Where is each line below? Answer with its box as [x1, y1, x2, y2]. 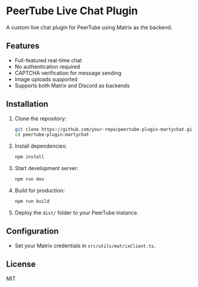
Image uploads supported [14, 75, 78, 82]
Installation [6, 99, 48, 109]
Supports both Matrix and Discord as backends [14, 82, 130, 89]
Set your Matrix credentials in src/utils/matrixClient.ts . [14, 242, 155, 249]
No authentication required [14, 63, 80, 70]
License [6, 259, 36, 269]
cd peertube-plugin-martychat [14, 132, 90, 138]
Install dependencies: [14, 142, 67, 149]
